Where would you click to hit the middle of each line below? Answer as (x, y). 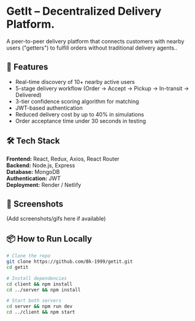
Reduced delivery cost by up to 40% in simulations (79, 114)
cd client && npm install (39, 284)
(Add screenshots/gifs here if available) (56, 219)
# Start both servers (34, 301)
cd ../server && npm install (44, 290)
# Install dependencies (37, 278)
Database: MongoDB (33, 172)
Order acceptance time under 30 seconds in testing (80, 121)
